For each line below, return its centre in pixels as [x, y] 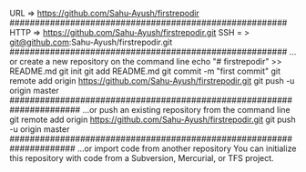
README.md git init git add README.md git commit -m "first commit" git [145, 71]
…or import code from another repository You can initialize [187, 148]
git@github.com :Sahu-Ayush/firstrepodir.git [91, 42]
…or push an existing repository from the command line [186, 110]
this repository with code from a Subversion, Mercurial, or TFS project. [142, 158]
